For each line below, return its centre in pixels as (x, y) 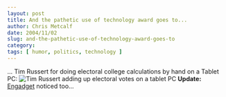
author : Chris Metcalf (40, 26)
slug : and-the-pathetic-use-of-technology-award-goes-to (91, 39)
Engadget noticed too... (41, 86)
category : (21, 45)
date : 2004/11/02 (32, 33)
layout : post (26, 13)
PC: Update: (104, 78)
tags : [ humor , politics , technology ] (65, 52)
